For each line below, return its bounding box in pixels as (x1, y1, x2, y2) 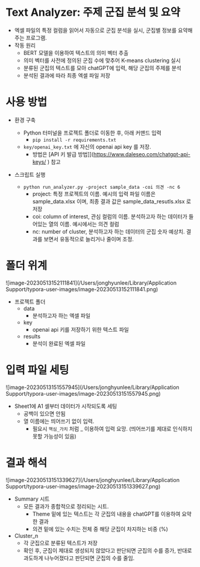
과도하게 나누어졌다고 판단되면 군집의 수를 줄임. (23, 554, 135, 562)
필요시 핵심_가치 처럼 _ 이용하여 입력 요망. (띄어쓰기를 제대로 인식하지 (32, 425, 193, 432)
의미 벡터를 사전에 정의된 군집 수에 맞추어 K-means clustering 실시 (23, 57, 181, 64)
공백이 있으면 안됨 (23, 410, 66, 417)
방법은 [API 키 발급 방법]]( (32, 150, 94, 157)
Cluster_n (14, 532, 39, 539)
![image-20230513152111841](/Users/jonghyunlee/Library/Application (5, 279, 177, 287)
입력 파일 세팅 (5, 363, 69, 377)
